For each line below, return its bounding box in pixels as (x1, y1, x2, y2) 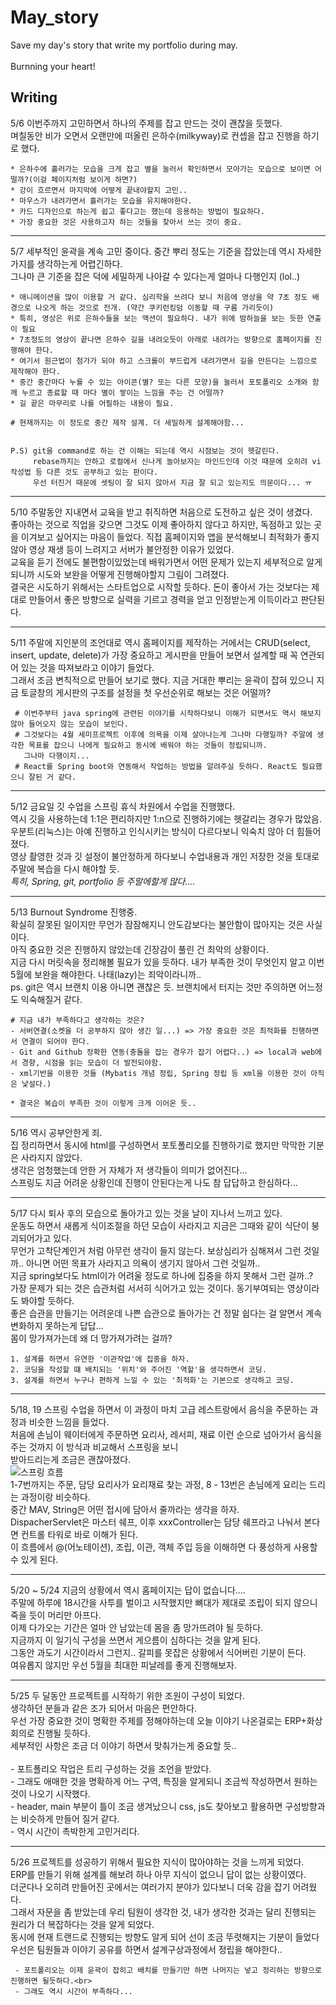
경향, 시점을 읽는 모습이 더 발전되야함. (21, 1057, 163, 1068)
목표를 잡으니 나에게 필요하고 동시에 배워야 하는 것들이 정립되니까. (28, 740, 268, 750)
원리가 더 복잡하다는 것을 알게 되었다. (10, 1918, 155, 1930)
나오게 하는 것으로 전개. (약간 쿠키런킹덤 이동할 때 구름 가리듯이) (34, 302, 275, 313)
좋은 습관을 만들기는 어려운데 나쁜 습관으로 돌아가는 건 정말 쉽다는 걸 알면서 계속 (10, 1307, 323, 1319)
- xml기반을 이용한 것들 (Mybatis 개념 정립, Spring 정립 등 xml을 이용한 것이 (10, 1068, 307, 1078)
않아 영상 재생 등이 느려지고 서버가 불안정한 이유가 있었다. (10, 543, 235, 555)
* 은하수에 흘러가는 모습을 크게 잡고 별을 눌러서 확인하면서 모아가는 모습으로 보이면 (10, 164, 311, 174)
